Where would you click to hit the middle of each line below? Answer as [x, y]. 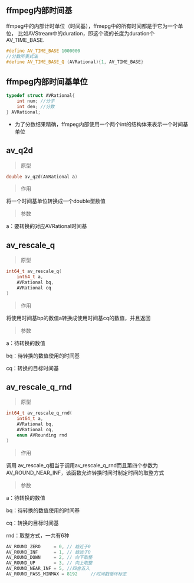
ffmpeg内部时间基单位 [47, 82]
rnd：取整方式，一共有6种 [38, 535]
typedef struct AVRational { [41, 96]
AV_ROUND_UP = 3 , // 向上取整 [49, 563]
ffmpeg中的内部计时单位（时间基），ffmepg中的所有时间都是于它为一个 [92, 26]
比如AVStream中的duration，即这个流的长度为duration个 [86, 33]
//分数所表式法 [22, 56]
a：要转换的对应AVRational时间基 [47, 226]
